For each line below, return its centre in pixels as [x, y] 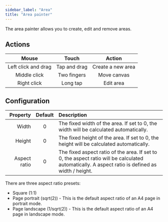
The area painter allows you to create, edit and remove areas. [68, 28]
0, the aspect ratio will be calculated [101, 158]
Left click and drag [29, 67]
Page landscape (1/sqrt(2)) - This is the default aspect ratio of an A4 [83, 209]
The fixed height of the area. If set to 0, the [108, 138]
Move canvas [114, 75]
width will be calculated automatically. [103, 129]
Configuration [27, 101]
